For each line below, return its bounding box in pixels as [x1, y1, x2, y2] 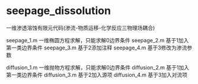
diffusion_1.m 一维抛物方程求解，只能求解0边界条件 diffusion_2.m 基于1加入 [6, 63, 190, 71]
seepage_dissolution [6, 4, 111, 18]
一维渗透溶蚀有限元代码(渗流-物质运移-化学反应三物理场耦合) [6, 24, 155, 31]
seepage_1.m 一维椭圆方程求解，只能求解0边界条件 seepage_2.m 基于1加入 [6, 36, 189, 43]
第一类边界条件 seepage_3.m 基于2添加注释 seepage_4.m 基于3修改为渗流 [6, 44, 187, 51]
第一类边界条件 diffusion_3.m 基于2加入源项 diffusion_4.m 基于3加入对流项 [6, 71, 188, 78]
